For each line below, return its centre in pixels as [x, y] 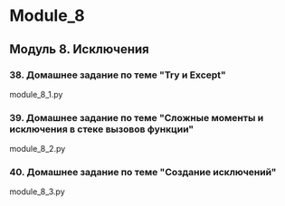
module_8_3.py [37, 192]
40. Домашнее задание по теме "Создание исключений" [143, 173]
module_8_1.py [36, 94]
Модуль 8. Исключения [79, 49]
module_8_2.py [38, 149]
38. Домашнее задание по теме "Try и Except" [118, 75]
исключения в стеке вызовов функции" [102, 129]
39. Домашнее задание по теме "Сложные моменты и [137, 117]
